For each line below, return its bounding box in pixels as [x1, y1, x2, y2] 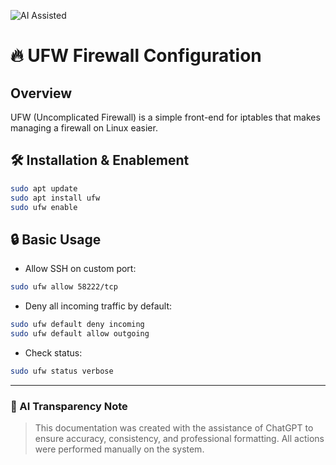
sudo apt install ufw [10, 193, 101, 203]
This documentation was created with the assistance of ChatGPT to [34, 422, 314, 434]
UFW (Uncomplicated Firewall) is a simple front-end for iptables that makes [10, 111, 321, 123]
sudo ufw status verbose [10, 366, 114, 376]
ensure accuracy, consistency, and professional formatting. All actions [34, 433, 325, 445]
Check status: [24, 346, 83, 359]
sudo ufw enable [10, 202, 78, 212]
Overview [10, 85, 73, 102]
